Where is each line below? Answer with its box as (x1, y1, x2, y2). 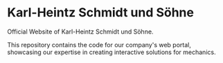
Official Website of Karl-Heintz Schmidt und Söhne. (7, 27, 154, 36)
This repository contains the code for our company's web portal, (7, 40, 192, 49)
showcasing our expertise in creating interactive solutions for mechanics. (7, 48, 216, 56)
